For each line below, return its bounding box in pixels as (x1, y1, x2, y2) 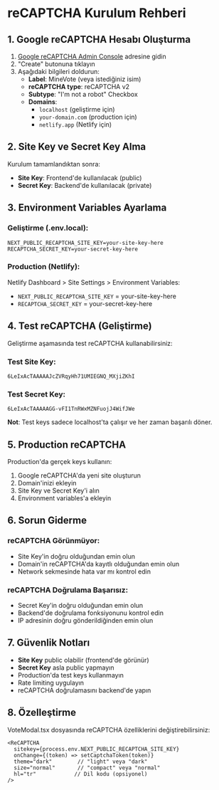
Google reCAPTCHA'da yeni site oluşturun (17, 471, 141, 480)
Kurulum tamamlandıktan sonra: (7, 159, 101, 168)
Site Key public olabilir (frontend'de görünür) (17, 655, 149, 664)
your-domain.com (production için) (38, 112, 137, 121)
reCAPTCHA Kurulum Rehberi (7, 5, 186, 21)
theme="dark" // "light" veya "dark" (14, 758, 148, 765)
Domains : (28, 98, 58, 106)
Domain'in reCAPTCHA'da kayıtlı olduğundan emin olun (17, 559, 180, 568)
